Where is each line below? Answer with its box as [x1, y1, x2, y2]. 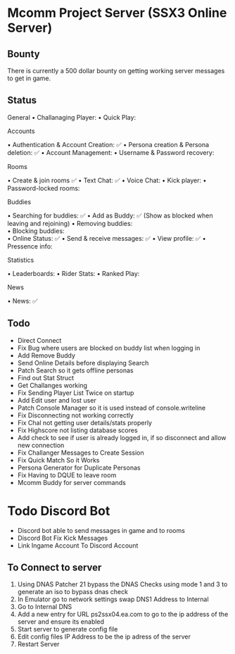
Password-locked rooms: [7, 184, 80, 192]
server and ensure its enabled [17, 617, 104, 626]
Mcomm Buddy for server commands [17, 478, 127, 486]
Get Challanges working [17, 381, 88, 389]
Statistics [7, 256, 34, 264]
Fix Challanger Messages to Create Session [17, 448, 144, 457]
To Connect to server [7, 561, 102, 573]
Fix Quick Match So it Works [17, 455, 100, 464]
